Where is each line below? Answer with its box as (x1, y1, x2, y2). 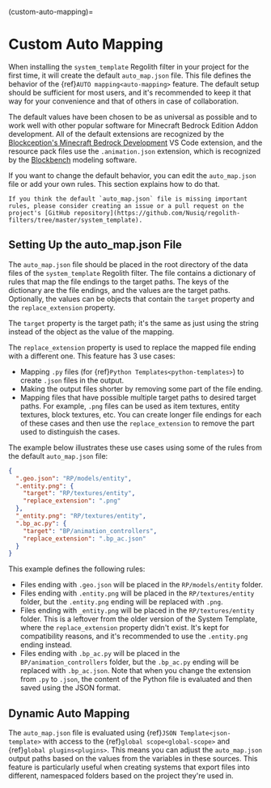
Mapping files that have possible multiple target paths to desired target (19, 392, 256, 402)
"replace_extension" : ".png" (23, 497, 121, 505)
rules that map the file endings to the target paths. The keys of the (8, 277, 229, 286)
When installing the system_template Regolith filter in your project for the (8, 61, 249, 71)
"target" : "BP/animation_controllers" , (23, 527, 158, 535)
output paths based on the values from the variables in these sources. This (8, 754, 258, 764)
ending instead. (19, 640, 73, 650)
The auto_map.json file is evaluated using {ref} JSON (8, 728, 177, 738)
